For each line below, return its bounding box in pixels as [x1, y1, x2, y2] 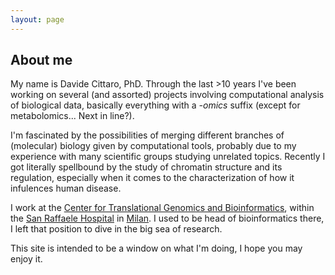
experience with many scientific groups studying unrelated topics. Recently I [10, 151, 326, 163]
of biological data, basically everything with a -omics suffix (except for [10, 99, 301, 111]
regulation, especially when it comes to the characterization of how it [10, 172, 295, 184]
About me [10, 52, 73, 69]
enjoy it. [10, 253, 43, 265]
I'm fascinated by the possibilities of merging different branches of [10, 129, 285, 141]
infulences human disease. [10, 182, 122, 195]
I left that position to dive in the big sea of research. [10, 223, 223, 235]
